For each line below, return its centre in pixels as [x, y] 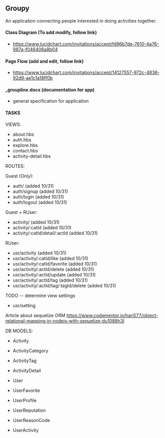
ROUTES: [15, 166]
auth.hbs [22, 140]
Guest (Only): [19, 176]
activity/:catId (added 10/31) [42, 227]
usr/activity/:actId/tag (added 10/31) [50, 280]
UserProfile [25, 400]
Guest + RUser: [21, 212]
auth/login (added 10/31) [38, 196]
